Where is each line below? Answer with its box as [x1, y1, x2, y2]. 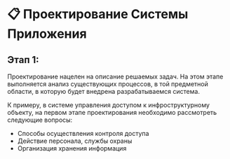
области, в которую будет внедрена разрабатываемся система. [7, 88, 200, 95]
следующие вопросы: [7, 116, 73, 124]
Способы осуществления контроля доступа [17, 130, 149, 137]
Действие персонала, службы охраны [17, 137, 133, 145]
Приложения [7, 26, 87, 42]
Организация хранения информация [17, 144, 127, 152]
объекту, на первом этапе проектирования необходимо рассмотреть [7, 109, 217, 116]
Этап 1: [7, 54, 40, 66]
